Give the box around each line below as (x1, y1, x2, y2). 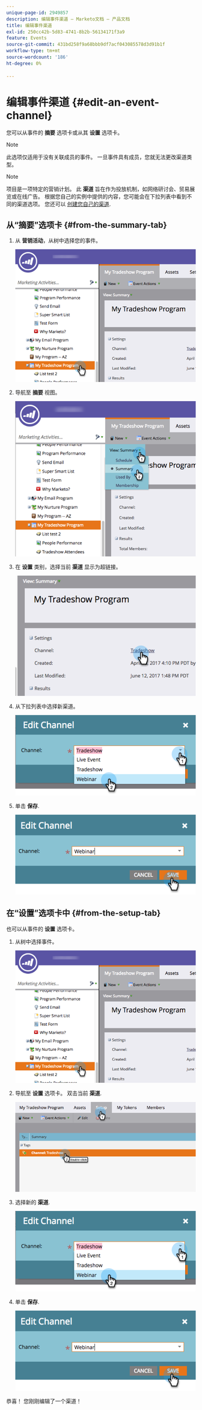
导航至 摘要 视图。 (14, 389, 61, 396)
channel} (6, 108, 53, 122)
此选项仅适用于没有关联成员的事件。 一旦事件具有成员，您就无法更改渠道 (6, 153, 187, 161)
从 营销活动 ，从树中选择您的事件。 (14, 237, 101, 244)
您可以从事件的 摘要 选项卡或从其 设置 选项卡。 (6, 129, 123, 137)
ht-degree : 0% (6, 60, 42, 66)
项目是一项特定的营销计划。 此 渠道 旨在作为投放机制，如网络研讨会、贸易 (6, 185, 190, 192)
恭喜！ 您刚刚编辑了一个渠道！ (6, 1397, 82, 1405)
